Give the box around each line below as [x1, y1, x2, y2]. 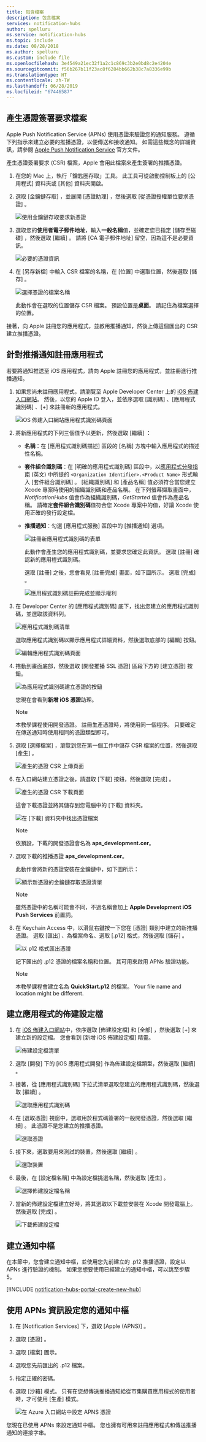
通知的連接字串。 [6, 1429, 50, 1436]
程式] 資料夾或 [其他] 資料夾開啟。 [20, 179, 107, 187]
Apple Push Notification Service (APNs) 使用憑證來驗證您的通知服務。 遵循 [6, 130, 195, 138]
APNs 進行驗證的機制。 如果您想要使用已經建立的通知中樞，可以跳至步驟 [6, 1266, 190, 1273]
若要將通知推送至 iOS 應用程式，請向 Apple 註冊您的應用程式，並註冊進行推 [6, 367, 197, 374]
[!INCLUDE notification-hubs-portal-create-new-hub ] [6, 1286, 141, 1293]
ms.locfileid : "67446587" [6, 89, 72, 95]
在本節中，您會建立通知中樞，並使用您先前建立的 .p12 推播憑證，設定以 [6, 1258, 186, 1265]
